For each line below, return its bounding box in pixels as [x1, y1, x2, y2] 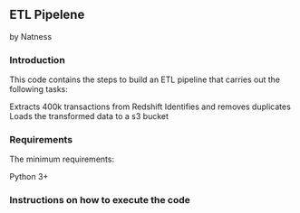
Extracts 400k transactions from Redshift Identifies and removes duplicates [9, 101, 292, 112]
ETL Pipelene [9, 7, 85, 23]
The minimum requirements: [9, 153, 115, 165]
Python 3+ [9, 171, 49, 182]
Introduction [9, 53, 65, 66]
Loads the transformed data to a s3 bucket [9, 111, 169, 122]
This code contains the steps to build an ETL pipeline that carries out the [9, 74, 281, 85]
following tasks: [9, 84, 68, 95]
